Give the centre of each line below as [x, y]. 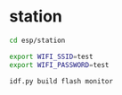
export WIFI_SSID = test [51, 56]
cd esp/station [37, 40]
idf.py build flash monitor [61, 81]
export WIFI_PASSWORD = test [59, 65]
